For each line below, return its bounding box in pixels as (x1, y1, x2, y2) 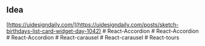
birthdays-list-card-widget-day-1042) (6, 27, 102, 34)
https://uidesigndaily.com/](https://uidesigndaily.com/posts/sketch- (8, 21, 179, 28)
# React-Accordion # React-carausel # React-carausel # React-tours (6, 33, 179, 41)
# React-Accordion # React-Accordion (102, 27, 199, 34)
